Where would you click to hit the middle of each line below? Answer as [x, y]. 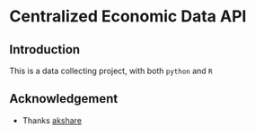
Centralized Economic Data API [128, 17]
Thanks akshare [52, 120]
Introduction [45, 50]
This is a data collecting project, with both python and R [111, 71]
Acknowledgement [64, 99]
